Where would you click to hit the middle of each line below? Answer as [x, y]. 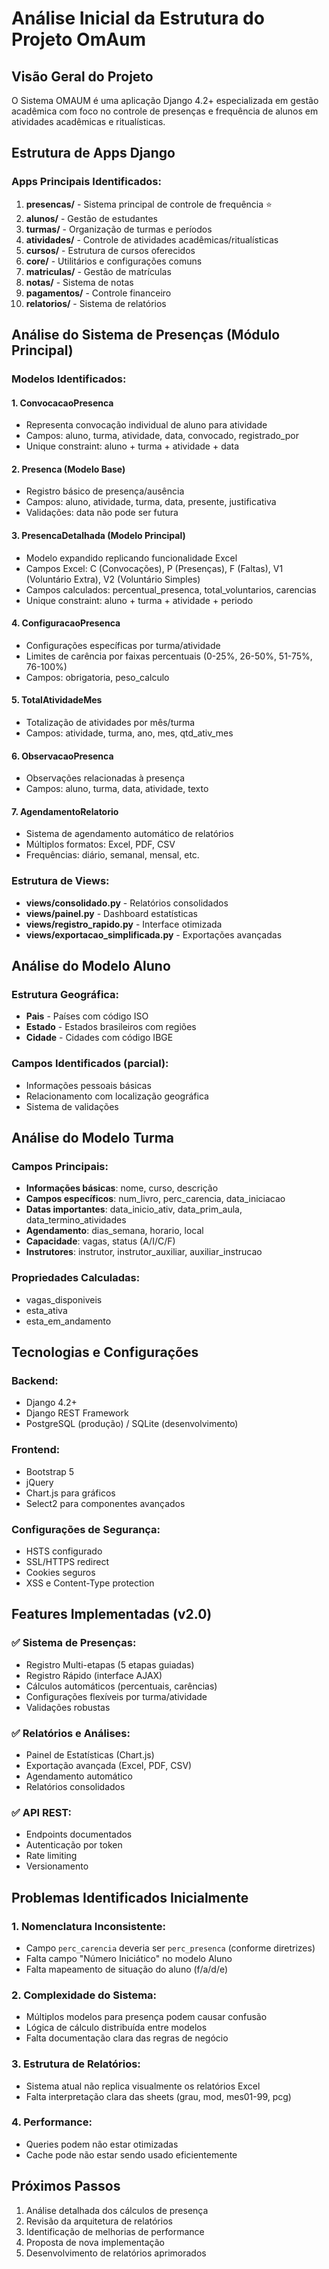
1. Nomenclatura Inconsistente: [88, 1926]
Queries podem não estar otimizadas [102, 2144]
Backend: [35, 1380]
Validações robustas [68, 1707]
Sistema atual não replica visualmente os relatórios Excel [143, 2086]
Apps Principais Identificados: [86, 182]
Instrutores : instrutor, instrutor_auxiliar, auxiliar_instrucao [144, 1252]
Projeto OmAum [79, 39]
